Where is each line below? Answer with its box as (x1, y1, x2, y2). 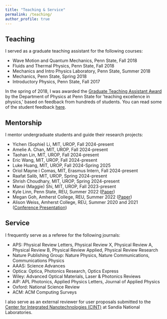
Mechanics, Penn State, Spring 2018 (12, 73, 87, 79)
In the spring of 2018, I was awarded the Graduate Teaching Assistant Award (5, 88, 162, 94)
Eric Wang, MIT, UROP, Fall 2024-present (12, 157, 98, 163)
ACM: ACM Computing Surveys (12, 289, 77, 295)
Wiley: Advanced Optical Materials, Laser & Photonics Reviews (12, 273, 141, 279)
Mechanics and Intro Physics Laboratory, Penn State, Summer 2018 (12, 68, 151, 74)
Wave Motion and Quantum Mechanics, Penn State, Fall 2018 (12, 58, 138, 64)
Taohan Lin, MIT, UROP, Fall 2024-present (12, 152, 99, 158)
